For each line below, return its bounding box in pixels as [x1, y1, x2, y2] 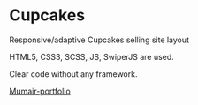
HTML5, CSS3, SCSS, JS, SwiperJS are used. [9, 51, 174, 62]
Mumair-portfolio [9, 86, 71, 96]
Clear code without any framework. [9, 68, 138, 79]
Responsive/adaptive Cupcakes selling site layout [9, 34, 190, 45]
